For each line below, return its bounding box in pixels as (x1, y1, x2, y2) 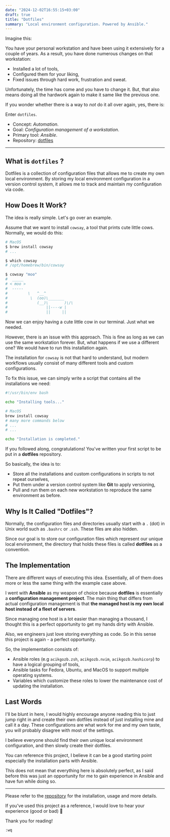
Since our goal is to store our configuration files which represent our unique (5, 536, 163, 542)
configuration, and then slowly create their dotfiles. (5, 742, 112, 748)
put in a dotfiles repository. (5, 451, 62, 458)
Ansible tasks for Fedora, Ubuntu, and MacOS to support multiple (12, 667, 149, 673)
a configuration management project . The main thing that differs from (5, 595, 153, 601)
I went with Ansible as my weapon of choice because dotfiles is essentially (5, 590, 163, 596)
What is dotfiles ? (5, 157, 64, 165)
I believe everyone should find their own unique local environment (5, 737, 143, 743)
